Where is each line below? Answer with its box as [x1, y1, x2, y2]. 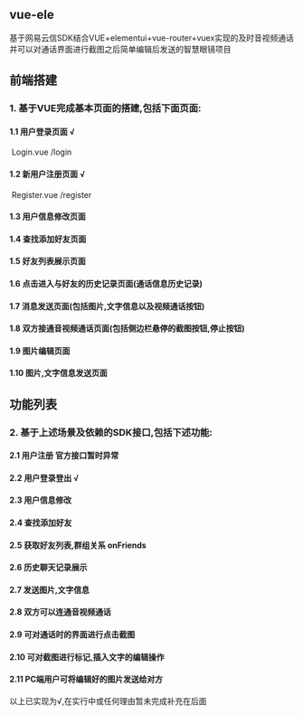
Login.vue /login [11, 146, 72, 157]
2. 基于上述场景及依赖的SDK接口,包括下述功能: [9, 426, 213, 438]
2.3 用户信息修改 [9, 494, 72, 505]
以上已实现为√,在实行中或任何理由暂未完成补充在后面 [9, 695, 207, 706]
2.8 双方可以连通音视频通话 [9, 607, 111, 617]
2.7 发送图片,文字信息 [9, 584, 90, 595]
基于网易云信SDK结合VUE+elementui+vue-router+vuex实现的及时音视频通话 [9, 32, 294, 43]
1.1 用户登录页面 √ [9, 126, 75, 136]
